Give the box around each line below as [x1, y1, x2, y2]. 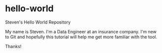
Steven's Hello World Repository [5, 19, 71, 25]
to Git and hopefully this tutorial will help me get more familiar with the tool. [5, 34, 158, 40]
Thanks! [5, 43, 22, 49]
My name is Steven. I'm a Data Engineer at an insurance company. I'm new [5, 28, 157, 34]
